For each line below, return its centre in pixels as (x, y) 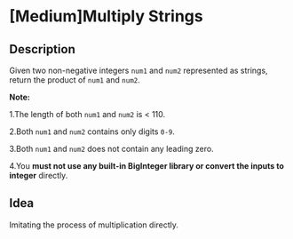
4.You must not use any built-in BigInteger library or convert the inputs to (146, 166)
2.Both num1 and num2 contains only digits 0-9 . (92, 131)
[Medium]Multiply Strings (106, 16)
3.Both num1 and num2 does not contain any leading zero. (112, 149)
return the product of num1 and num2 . (75, 80)
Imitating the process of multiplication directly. (94, 225)
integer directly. (39, 175)
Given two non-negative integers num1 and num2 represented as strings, (139, 70)
